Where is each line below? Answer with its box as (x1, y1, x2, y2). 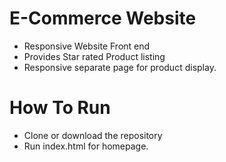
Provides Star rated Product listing (23, 50, 166, 62)
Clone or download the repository (23, 129, 163, 141)
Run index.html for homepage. (23, 140, 149, 152)
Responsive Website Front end (23, 40, 151, 52)
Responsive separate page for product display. (23, 61, 217, 73)
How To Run (9, 97, 111, 119)
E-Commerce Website (9, 7, 197, 30)
